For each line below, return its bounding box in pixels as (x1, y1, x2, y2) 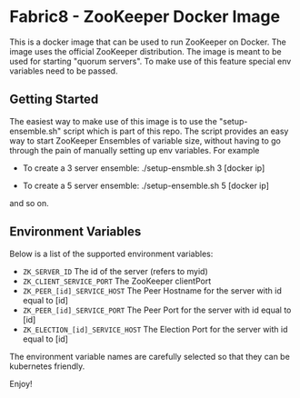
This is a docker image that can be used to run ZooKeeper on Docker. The (9, 36, 286, 47)
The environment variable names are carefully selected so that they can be (9, 351, 291, 362)
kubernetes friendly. (9, 361, 85, 372)
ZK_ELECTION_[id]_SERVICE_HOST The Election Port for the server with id (22, 323, 288, 334)
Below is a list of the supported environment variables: (9, 248, 214, 259)
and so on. (9, 197, 50, 208)
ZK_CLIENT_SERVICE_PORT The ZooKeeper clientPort (22, 275, 212, 286)
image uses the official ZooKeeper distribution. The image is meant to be (9, 45, 282, 56)
